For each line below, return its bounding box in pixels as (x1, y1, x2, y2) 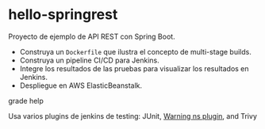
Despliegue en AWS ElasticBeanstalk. (19, 81, 143, 90)
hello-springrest (8, 6, 118, 24)
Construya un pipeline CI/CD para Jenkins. (19, 55, 160, 65)
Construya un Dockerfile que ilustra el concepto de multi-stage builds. (19, 47, 252, 56)
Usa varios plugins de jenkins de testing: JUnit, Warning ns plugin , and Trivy (8, 111, 258, 120)
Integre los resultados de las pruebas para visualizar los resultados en (19, 63, 249, 73)
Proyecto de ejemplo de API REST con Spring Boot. (8, 32, 176, 41)
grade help (8, 96, 44, 105)
